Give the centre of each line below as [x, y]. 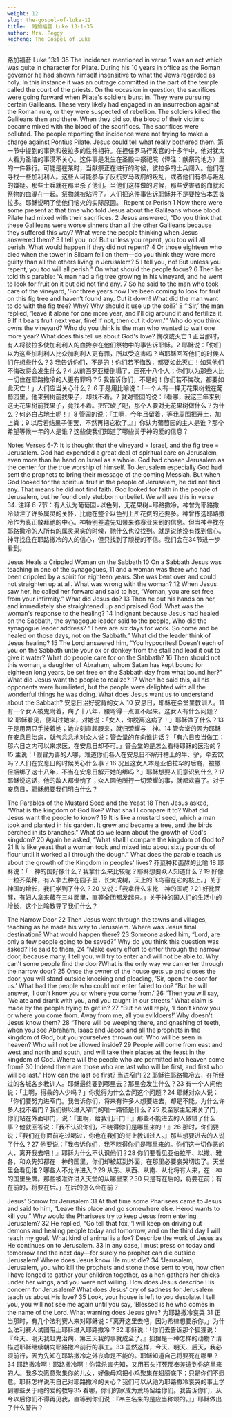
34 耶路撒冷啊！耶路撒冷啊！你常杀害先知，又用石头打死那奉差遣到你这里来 [115, 1365]
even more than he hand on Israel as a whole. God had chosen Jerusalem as [116, 460]
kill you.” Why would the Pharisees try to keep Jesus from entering [102, 1216]
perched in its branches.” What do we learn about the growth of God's [107, 833]
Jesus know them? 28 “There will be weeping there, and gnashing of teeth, [114, 1023]
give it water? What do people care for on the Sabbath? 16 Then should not [114, 657]
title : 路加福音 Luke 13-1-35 [50, 26]
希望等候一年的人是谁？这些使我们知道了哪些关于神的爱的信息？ [98, 431]
